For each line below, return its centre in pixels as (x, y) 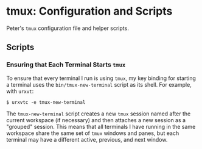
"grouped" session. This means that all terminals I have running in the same (101, 126)
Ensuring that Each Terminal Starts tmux (66, 65)
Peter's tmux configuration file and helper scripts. (68, 28)
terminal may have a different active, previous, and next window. (87, 139)
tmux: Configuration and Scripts (89, 11)
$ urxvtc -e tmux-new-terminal (46, 102)
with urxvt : (20, 91)
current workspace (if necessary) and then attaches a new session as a (96, 120)
